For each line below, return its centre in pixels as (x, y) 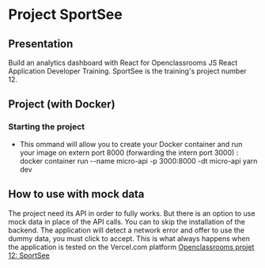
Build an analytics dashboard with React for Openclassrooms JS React (123, 62)
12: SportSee (29, 255)
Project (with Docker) (62, 104)
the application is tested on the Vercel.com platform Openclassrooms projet (131, 247)
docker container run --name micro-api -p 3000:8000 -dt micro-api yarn (138, 160)
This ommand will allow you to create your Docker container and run (131, 144)
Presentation (41, 44)
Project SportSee (65, 15)
